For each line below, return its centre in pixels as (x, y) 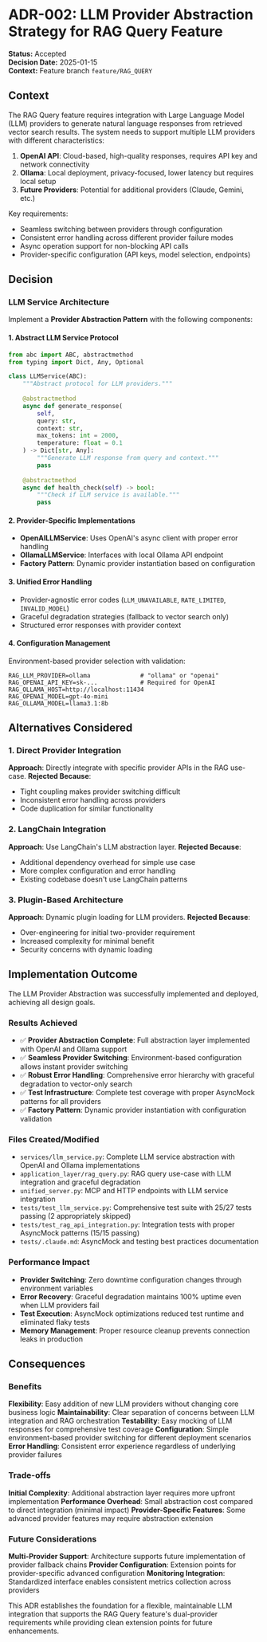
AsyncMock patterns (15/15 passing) (80, 1233)
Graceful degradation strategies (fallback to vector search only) (124, 616)
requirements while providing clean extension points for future (110, 1623)
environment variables (57, 1288)
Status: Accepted (37, 53)
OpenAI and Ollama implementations (80, 1165)
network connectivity (55, 164)
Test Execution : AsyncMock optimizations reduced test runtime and (132, 1314)
